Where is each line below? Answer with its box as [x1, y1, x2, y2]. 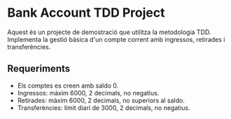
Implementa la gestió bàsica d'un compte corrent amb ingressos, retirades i [7, 35, 225, 43]
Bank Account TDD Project [7, 5, 166, 21]
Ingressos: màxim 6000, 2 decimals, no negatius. [17, 88, 160, 97]
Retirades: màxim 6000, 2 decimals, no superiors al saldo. [17, 96, 185, 104]
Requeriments [7, 63, 71, 74]
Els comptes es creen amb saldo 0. [17, 81, 119, 90]
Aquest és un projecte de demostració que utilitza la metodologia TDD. [7, 28, 211, 36]
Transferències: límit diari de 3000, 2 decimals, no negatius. [17, 103, 190, 112]
